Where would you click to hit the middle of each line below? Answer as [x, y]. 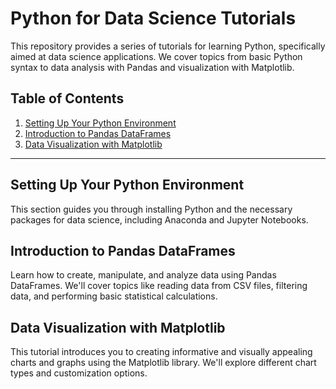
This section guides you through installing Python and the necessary [151, 209]
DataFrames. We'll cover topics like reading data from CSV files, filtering [159, 286]
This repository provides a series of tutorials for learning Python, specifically [168, 46]
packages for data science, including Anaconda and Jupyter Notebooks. [159, 219]
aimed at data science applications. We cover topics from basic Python [156, 56]
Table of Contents [67, 98]
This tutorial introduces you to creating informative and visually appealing [161, 352]
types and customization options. [79, 373]
